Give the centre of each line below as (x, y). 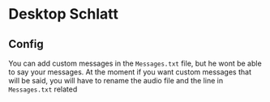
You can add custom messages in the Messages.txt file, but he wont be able (135, 63)
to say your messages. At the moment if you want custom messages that (130, 72)
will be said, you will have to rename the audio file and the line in (116, 81)
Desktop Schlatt (64, 14)
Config (26, 44)
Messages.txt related (43, 89)
